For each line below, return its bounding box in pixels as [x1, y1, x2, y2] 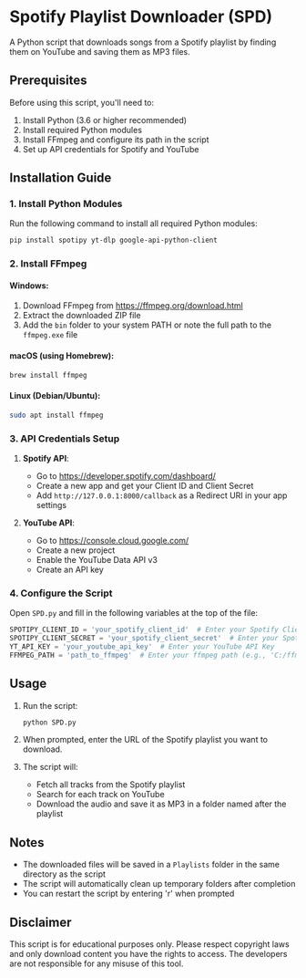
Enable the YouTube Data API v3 [36, 554, 158, 565]
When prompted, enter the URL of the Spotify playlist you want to [22, 734, 269, 745]
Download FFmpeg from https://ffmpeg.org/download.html [22, 300, 243, 311]
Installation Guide [9, 171, 112, 186]
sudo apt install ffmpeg [9, 411, 104, 420]
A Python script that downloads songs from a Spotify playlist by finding [9, 36, 277, 47]
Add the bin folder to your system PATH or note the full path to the [22, 319, 271, 330]
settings [36, 499, 66, 510]
